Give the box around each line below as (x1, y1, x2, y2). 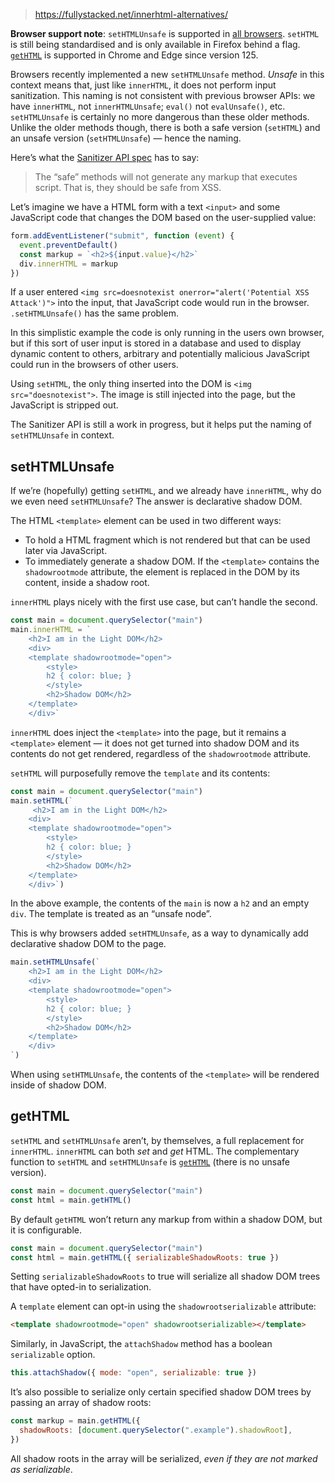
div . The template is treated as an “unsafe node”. (10, 908, 212, 920)
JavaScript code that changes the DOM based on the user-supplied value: (10, 212, 317, 223)
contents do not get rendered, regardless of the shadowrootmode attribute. (10, 747, 312, 759)
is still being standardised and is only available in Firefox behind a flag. (10, 39, 301, 50)
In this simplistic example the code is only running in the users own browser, (10, 327, 325, 339)
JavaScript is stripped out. (10, 399, 119, 411)
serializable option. (10, 1349, 96, 1361)
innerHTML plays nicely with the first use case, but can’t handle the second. (10, 596, 318, 608)
